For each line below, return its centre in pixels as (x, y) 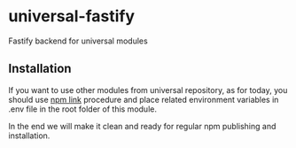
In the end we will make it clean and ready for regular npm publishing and (142, 126)
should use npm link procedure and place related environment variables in (144, 99)
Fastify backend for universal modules (78, 41)
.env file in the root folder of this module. (82, 109)
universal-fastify (71, 16)
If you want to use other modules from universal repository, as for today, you (148, 90)
